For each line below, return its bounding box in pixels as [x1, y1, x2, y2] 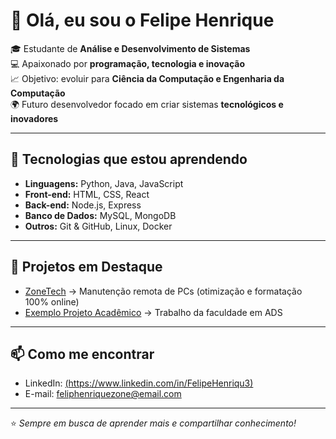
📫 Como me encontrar [10, 345, 155, 363]
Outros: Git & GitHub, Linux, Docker [24, 220, 173, 232]
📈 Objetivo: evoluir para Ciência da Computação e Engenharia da [10, 72, 285, 84]
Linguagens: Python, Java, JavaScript [24, 177, 184, 189]
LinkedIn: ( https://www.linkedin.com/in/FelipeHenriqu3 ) [24, 377, 254, 389]
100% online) [24, 295, 80, 308]
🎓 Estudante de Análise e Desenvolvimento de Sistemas [10, 42, 251, 54]
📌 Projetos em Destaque [10, 259, 163, 276]
